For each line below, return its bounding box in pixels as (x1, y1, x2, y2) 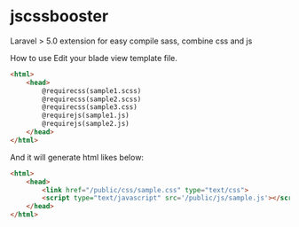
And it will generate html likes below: (10, 152, 145, 162)
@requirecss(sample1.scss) (42, 86, 142, 95)
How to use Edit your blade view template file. (10, 52, 178, 63)
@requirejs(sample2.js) (42, 120, 130, 129)
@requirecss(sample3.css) (42, 103, 138, 112)
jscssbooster (10, 6, 109, 27)
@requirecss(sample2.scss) (42, 95, 142, 104)
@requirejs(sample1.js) (42, 111, 130, 121)
